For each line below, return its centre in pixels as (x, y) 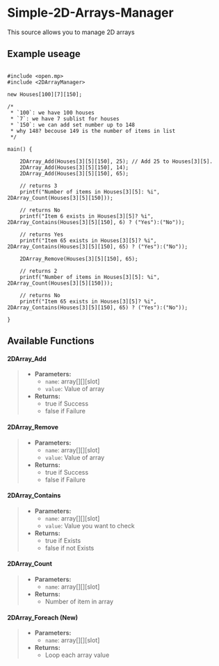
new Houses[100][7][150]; (44, 94)
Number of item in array (79, 601)
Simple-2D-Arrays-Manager (90, 13)
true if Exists (63, 540)
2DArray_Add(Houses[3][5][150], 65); (74, 173)
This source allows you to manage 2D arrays (71, 32)
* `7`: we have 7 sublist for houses (65, 119)
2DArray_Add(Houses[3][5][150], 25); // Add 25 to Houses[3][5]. (116, 161)
